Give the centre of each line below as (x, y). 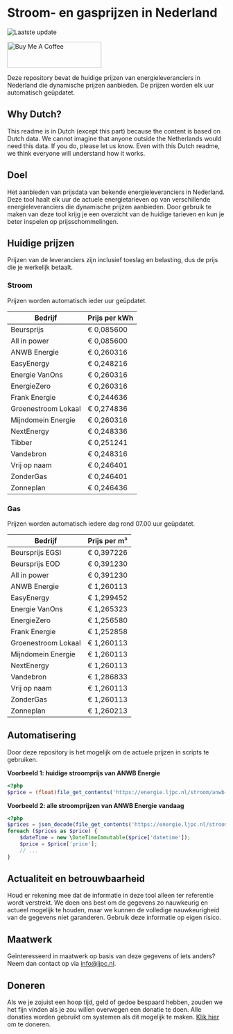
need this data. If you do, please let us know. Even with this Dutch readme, (114, 146)
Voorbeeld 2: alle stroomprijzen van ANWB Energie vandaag (96, 805)
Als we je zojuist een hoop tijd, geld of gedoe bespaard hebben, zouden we (115, 1002)
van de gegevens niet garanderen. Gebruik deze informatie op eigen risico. (114, 918)
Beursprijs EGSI (36, 552)
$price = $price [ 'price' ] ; (59, 844)
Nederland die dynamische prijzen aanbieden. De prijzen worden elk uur (111, 85)
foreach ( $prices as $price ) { (52, 831)
